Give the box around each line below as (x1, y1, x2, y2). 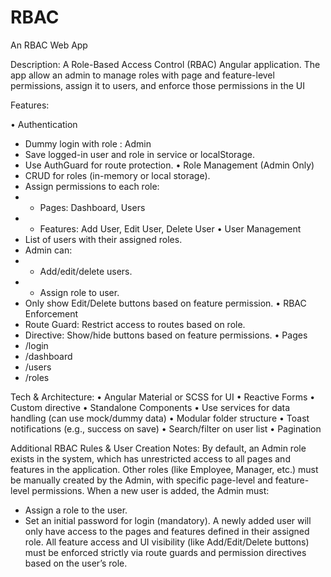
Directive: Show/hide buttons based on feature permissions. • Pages (24, 329, 308, 341)
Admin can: (24, 244, 73, 256)
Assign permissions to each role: (24, 180, 160, 192)
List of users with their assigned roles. (24, 233, 183, 245)
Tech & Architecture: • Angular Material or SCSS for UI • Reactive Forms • (10, 391, 316, 403)
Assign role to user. (39, 286, 120, 298)
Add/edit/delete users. (39, 265, 133, 277)
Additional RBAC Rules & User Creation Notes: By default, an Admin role (10, 442, 307, 454)
